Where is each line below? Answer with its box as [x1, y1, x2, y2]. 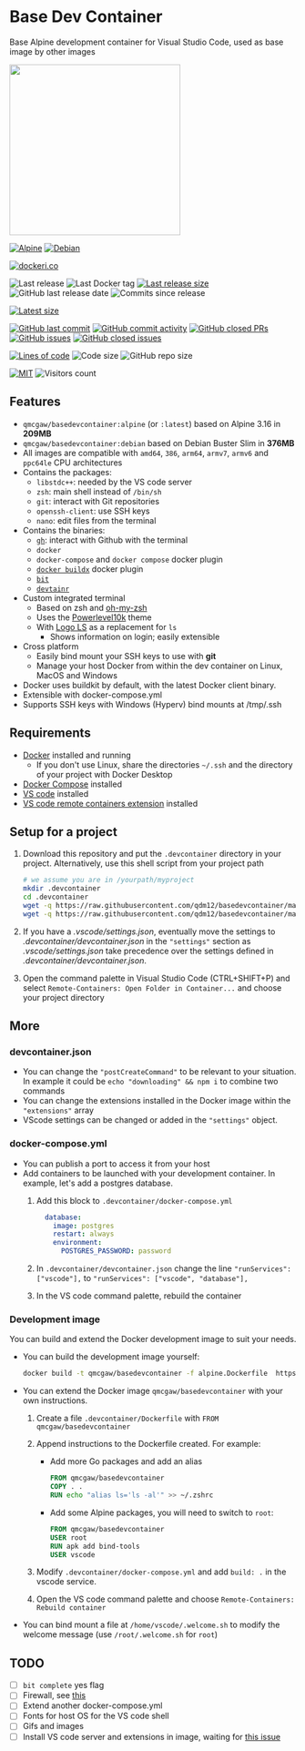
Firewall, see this [22, 1690, 86, 1701]
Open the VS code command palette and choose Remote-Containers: [36, 1593, 295, 1604]
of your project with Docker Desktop [36, 769, 173, 779]
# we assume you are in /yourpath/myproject [22, 876, 195, 885]
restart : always [53, 1229, 115, 1239]
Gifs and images [22, 1721, 85, 1732]
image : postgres [53, 1221, 115, 1230]
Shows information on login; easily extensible [49, 631, 220, 642]
